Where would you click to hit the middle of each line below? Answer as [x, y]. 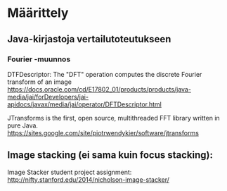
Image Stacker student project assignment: [70, 172]
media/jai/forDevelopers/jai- [48, 97]
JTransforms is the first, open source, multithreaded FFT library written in [113, 118]
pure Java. [23, 125]
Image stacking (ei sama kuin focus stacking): [110, 155]
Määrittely [38, 13]
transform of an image [40, 82]
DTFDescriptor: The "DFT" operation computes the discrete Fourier [105, 74]
